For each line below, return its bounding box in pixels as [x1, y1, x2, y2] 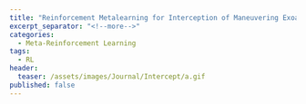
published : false [9, 80, 76, 90]
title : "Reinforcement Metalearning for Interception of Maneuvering [9, 13, 280, 23]
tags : [9, 47, 30, 56]
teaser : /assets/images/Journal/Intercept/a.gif [17, 72, 206, 81]
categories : [9, 30, 55, 39]
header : [9, 64, 39, 73]
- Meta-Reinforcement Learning [17, 38, 137, 48]
